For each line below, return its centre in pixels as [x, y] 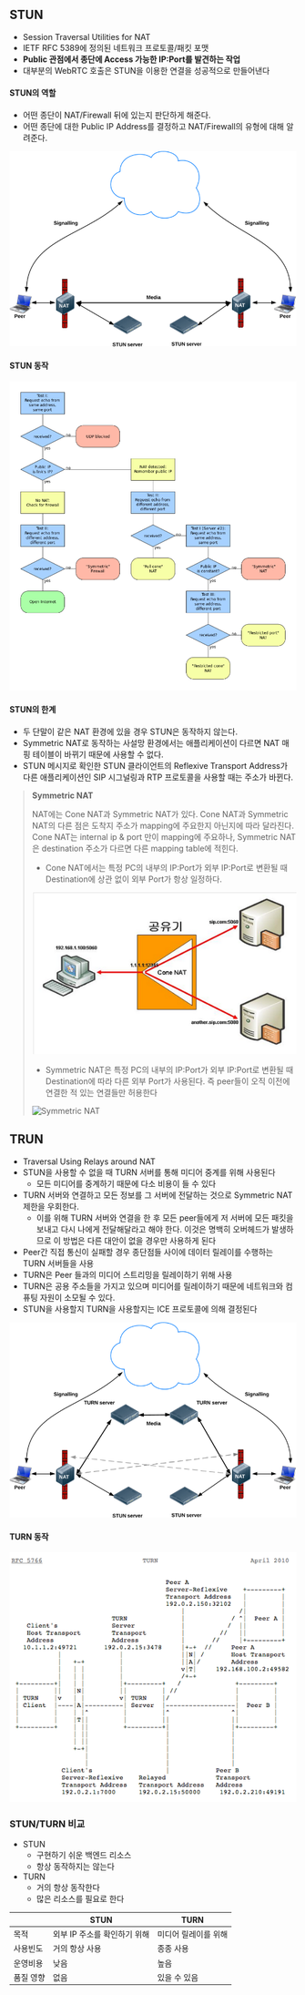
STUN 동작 [29, 365]
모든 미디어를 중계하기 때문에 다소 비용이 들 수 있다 [126, 1183]
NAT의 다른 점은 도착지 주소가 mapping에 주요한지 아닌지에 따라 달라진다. [163, 825]
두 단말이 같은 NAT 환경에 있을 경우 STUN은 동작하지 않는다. [130, 731]
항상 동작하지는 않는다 [76, 1867]
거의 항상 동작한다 [68, 1888]
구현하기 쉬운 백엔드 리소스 [84, 1855]
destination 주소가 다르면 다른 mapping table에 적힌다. [140, 848]
